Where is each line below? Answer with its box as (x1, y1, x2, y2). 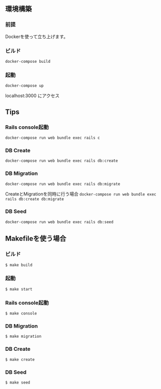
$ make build (5, 262, 33, 267)
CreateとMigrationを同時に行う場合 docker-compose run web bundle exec (5, 190, 156, 197)
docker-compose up (5, 83, 44, 88)
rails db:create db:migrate (5, 197, 64, 202)
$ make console (5, 311, 37, 316)
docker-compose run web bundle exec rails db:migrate (5, 181, 121, 186)
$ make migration (5, 334, 42, 339)
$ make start (5, 286, 33, 291)
